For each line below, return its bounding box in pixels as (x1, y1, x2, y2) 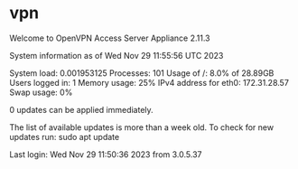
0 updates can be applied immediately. (9, 104, 154, 115)
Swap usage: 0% (9, 87, 73, 98)
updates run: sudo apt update (9, 131, 120, 142)
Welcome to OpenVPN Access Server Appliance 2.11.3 (9, 33, 210, 43)
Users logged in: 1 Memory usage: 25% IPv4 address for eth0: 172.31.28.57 (9, 77, 289, 88)
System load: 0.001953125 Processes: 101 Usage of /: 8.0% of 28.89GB (9, 67, 275, 79)
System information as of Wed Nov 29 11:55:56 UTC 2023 (9, 50, 224, 61)
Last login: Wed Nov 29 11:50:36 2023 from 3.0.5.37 (9, 148, 202, 160)
